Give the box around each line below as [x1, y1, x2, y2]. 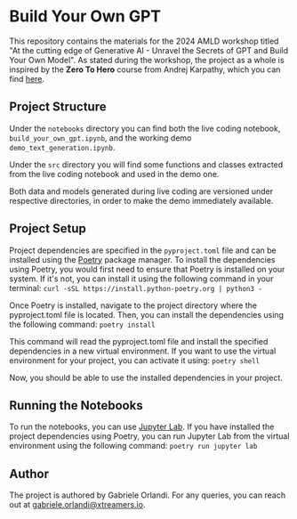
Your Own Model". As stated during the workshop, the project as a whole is [9, 54, 285, 65]
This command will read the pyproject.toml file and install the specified [9, 336, 269, 346]
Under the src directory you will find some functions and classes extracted [9, 158, 284, 170]
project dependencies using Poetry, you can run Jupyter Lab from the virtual [9, 431, 290, 442]
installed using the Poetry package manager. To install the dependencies [9, 254, 276, 264]
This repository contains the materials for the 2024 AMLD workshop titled [9, 36, 279, 46]
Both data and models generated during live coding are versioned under [9, 185, 274, 197]
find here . [9, 73, 45, 84]
